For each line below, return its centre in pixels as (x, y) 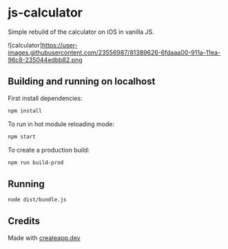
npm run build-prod (36, 162)
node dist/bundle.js (38, 200)
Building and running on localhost (82, 82)
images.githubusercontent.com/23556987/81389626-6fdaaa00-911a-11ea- (114, 52)
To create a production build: (49, 150)
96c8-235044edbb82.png (45, 59)
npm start (22, 137)
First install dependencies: (45, 98)
